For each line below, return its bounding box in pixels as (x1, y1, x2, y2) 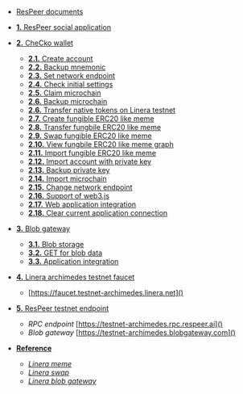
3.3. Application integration (27, 257, 119, 266)
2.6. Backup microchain (27, 97, 108, 106)
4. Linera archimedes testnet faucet (15, 272, 135, 282)
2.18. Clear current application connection (27, 208, 168, 217)
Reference (15, 343, 52, 353)
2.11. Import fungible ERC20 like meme (27, 149, 157, 157)
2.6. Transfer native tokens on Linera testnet (27, 105, 175, 115)
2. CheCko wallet (15, 38, 74, 48)
